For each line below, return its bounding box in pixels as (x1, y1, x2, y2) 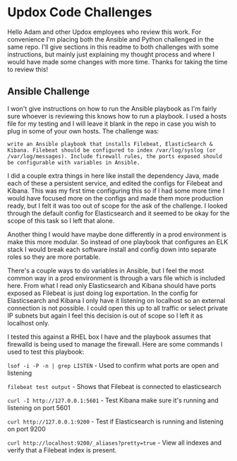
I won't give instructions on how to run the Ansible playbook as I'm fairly (7, 104, 217, 113)
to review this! (7, 65, 48, 73)
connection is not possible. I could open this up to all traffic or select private (7, 304, 228, 312)
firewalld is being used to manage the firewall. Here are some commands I (7, 340, 223, 348)
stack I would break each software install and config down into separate (7, 245, 217, 253)
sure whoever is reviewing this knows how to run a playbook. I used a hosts (7, 112, 227, 120)
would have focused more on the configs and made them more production (7, 193, 224, 202)
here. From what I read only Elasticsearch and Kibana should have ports (7, 281, 217, 289)
